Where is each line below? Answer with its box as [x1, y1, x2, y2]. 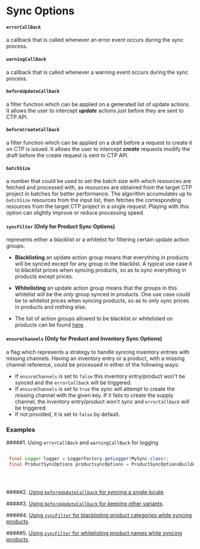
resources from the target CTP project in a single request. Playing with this [6, 203, 189, 210]
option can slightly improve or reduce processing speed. [6, 209, 145, 216]
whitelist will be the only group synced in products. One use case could [14, 291, 190, 298]
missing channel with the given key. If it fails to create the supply [14, 392, 174, 399]
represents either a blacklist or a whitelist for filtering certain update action [6, 236, 189, 243]
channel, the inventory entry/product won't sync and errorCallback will [14, 398, 189, 405]
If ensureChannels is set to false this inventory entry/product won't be [14, 373, 186, 380]
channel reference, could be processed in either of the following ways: [6, 361, 180, 368]
